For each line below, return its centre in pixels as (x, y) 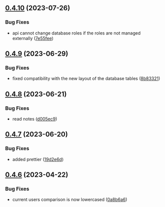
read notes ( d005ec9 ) (35, 119)
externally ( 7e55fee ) (33, 38)
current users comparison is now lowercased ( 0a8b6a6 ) (70, 200)
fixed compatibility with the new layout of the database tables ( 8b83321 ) (86, 79)
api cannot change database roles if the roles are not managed (76, 33)
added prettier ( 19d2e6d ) (38, 159)
